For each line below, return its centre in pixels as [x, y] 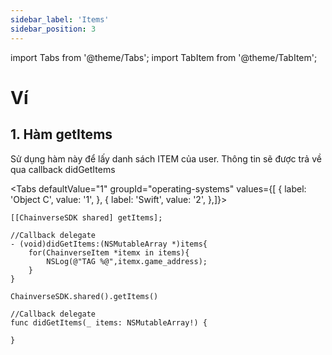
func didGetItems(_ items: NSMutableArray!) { [109, 322]
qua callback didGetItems [63, 169]
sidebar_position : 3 [53, 29]
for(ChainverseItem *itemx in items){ [109, 252]
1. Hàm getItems [61, 134]
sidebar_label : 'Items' [60, 19]
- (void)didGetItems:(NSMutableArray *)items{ [109, 244]
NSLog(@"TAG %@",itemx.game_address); [127, 261]
